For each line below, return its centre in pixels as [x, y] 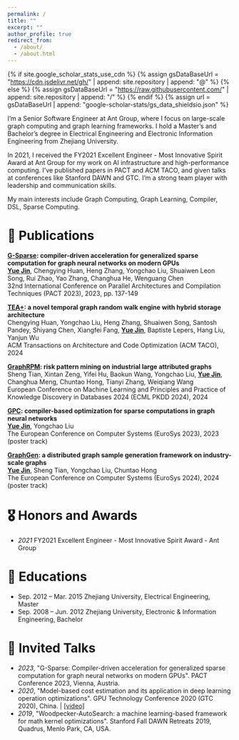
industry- [217, 455]
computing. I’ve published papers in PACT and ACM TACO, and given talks [117, 170]
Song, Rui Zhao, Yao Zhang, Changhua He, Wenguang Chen [96, 278]
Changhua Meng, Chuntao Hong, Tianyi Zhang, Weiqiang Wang [101, 381]
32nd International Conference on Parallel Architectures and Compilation [114, 286]
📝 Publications [51, 236]
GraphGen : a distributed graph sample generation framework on [105, 455]
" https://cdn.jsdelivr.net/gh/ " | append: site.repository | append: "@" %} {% [118, 81]
